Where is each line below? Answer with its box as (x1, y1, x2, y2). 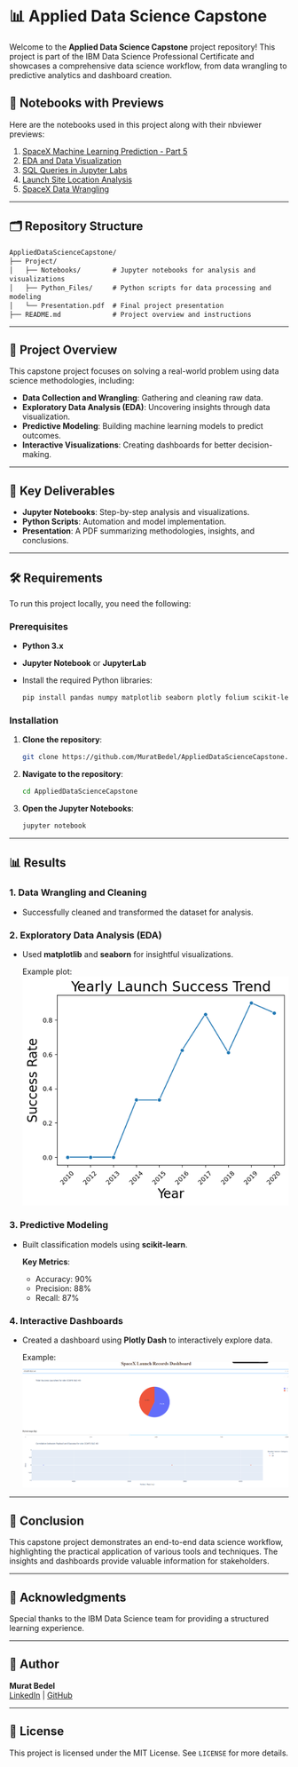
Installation (9, 715, 59, 727)
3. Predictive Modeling (9, 1219, 109, 1232)
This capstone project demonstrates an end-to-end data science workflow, (9, 1537, 284, 1548)
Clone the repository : (21, 734, 103, 745)
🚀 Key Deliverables (9, 483, 115, 498)
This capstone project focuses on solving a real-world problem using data (9, 366, 279, 376)
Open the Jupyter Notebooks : (21, 804, 135, 814)
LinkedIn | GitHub (9, 1690, 73, 1700)
